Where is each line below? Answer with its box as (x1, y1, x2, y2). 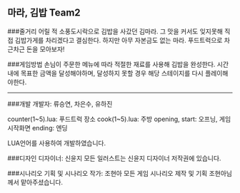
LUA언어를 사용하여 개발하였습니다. (7, 138, 106, 147)
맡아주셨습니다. (20, 177, 63, 187)
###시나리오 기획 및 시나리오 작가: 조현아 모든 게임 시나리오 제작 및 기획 (7, 169, 208, 177)
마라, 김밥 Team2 (7, 6, 81, 19)
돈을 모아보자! (26, 45, 65, 53)
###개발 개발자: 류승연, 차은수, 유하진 (7, 99, 113, 108)
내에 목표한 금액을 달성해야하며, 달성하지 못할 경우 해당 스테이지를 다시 (7, 68, 204, 77)
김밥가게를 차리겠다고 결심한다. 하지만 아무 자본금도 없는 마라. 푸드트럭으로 (14, 36, 223, 44)
